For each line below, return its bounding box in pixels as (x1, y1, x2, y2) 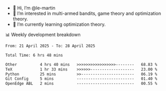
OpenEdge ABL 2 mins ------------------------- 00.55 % (5, 81, 158, 86)
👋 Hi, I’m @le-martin (12, 5, 56, 11)
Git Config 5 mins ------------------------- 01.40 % (5, 76, 158, 82)
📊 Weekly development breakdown (5, 31, 81, 38)
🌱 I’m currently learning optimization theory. (12, 21, 106, 27)
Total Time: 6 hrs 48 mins (5, 52, 63, 58)
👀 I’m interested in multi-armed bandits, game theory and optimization (12, 10, 161, 16)
